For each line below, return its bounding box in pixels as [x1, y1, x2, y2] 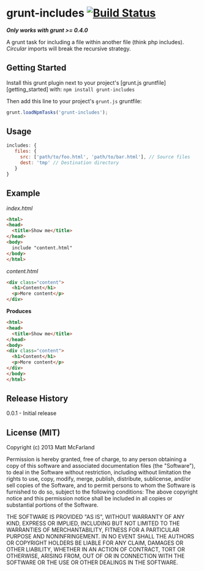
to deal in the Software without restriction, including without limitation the [6, 468, 191, 476]
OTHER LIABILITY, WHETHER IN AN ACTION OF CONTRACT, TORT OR [6, 546, 185, 553]
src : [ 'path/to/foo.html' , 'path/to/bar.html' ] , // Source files [20, 154, 191, 160]
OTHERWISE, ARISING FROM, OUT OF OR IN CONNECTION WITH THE [6, 553, 185, 560]
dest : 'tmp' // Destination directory [20, 160, 119, 166]
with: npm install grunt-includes [50, 85, 135, 93]
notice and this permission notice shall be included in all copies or [6, 495, 173, 502]
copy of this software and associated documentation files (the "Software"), [6, 462, 196, 470]
